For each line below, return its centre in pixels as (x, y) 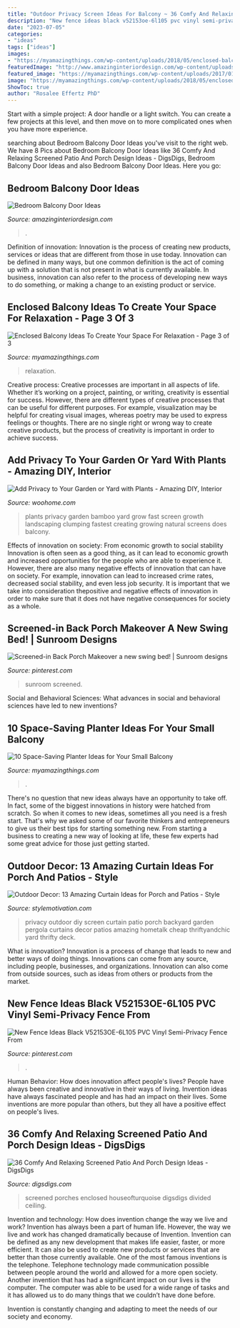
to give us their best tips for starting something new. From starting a (107, 828)
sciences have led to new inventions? (62, 706)
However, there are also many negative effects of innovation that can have (117, 568)
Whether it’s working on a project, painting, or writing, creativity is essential (118, 392)
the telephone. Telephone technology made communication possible (108, 1264)
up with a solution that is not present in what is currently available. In (108, 269)
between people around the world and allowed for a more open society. (112, 1272)
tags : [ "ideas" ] (31, 47)
